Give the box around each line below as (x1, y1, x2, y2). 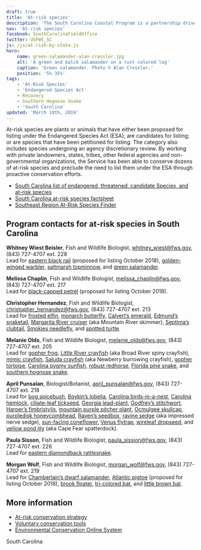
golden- (161, 257, 181, 264)
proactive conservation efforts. (6, 171, 83, 178)
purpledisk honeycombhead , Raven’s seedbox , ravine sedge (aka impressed (6, 412, 194, 420)
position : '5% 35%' (17, 70, 66, 76)
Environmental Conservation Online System (14, 527, 123, 533)
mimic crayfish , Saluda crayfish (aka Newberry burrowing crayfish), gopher (6, 356, 193, 363)
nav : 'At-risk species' (6, 25, 66, 32)
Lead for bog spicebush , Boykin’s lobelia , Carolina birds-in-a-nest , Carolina (6, 393, 191, 400)
